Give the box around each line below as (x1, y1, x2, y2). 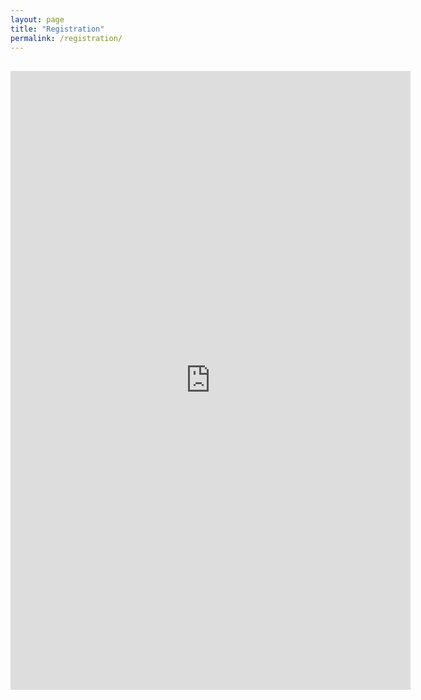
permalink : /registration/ (10, 33, 123, 43)
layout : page (10, 14, 65, 25)
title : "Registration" (10, 24, 105, 34)
